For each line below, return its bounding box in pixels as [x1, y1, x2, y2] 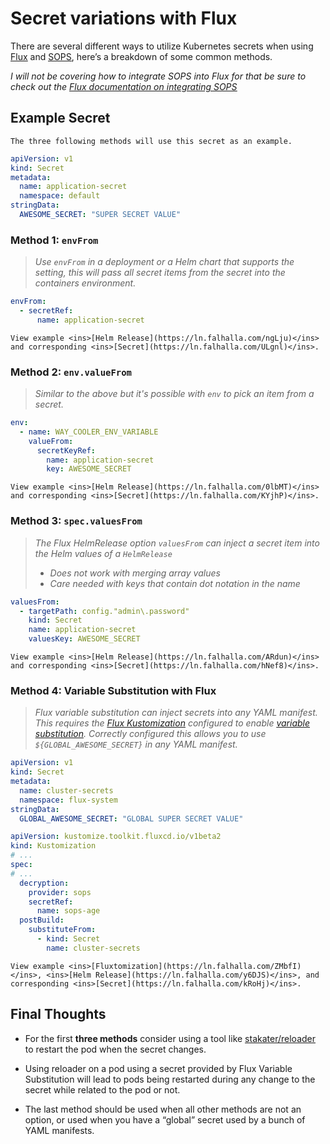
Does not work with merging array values [49, 567, 221, 579]
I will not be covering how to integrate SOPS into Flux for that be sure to [10, 70, 307, 82]
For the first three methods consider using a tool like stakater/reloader [24, 1032, 316, 1044]
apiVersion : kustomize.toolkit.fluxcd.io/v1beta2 [10, 832, 222, 842]
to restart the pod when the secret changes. [24, 1043, 207, 1055]
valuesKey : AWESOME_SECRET [28, 634, 141, 644]
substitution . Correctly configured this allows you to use [34, 728, 267, 740]
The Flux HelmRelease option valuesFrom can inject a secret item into [34, 537, 320, 549]
